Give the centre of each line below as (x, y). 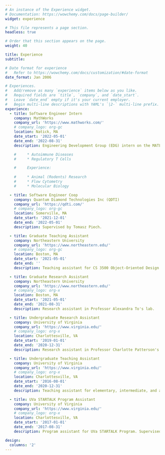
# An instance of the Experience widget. (48, 10)
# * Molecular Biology (41, 186)
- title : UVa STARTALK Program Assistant (53, 399)
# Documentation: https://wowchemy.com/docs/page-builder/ (67, 14)
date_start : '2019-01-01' (41, 341)
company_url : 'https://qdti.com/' (49, 204)
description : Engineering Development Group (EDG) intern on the (82, 146)
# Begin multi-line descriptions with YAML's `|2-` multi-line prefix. (82, 104)
